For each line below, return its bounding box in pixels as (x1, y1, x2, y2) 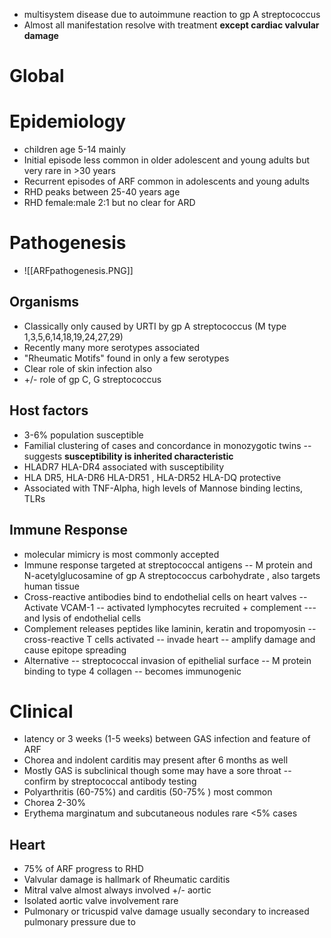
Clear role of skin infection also (23, 362, 153, 374)
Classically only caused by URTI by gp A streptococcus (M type (23, 320, 287, 332)
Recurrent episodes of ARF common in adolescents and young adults (23, 175, 310, 188)
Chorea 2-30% (23, 797, 86, 809)
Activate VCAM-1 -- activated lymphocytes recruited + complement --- (23, 601, 317, 613)
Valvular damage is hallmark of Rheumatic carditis (23, 874, 231, 886)
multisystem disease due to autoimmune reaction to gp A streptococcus (23, 9, 321, 20)
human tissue (23, 580, 80, 592)
